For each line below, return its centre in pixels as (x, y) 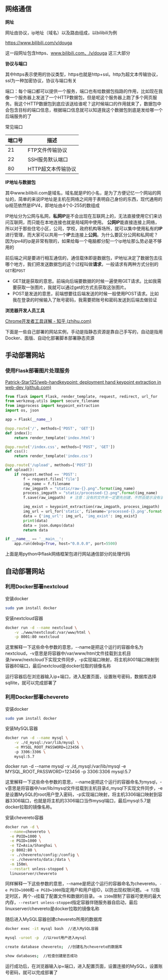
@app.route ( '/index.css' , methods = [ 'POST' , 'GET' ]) (60, 447)
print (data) (36, 521)
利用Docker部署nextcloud (37, 587)
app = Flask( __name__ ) (29, 419)
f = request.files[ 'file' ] (51, 479)
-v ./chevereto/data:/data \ (40, 859)
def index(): (19, 433)
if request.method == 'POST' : (46, 474)
